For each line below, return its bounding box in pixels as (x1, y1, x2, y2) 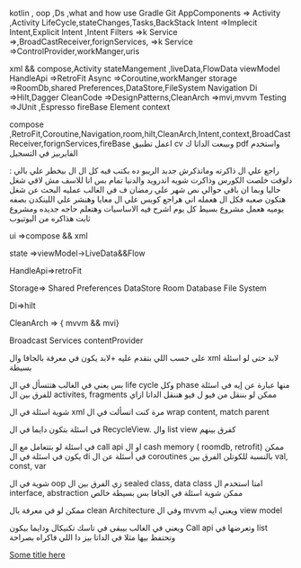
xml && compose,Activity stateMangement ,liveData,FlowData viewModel (9, 63, 280, 74)
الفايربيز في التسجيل (9, 148, 78, 158)
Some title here (9, 549, 66, 560)
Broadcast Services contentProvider (9, 335, 144, 346)
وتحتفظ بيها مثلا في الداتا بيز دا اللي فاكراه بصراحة (9, 532, 176, 543)
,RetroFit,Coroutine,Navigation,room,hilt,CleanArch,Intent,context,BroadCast (9, 129, 291, 139)
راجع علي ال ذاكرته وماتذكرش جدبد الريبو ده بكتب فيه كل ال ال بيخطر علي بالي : (9, 166, 280, 176)
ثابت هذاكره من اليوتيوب (9, 213, 92, 223)
